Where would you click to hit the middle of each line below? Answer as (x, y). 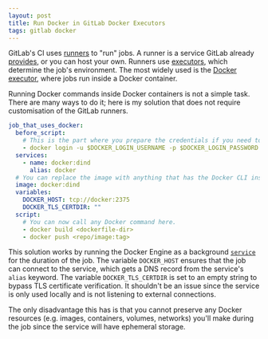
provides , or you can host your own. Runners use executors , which (118, 61)
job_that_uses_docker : (46, 126)
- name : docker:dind (57, 163)
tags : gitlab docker (43, 30)
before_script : (41, 133)
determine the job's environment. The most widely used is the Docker (123, 70)
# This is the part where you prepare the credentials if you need (137, 140)
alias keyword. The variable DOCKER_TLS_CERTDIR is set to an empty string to (133, 278)
